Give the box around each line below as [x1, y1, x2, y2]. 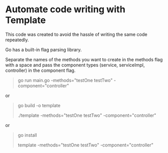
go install [17, 132, 37, 138]
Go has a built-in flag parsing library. [5, 46, 82, 53]
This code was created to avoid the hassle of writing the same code [5, 31, 148, 37]
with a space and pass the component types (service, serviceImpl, [5, 62, 145, 68]
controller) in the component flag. [5, 67, 76, 73]
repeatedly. [5, 37, 29, 43]
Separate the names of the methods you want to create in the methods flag [5, 56, 163, 62]
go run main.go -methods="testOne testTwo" [17, 77, 113, 83]
